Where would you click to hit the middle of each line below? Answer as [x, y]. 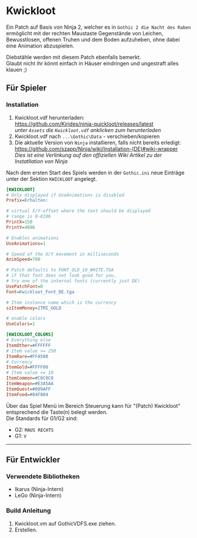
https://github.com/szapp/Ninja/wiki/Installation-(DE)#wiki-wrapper [96, 148]
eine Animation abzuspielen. [40, 46]
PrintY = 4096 [21, 227]
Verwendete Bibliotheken [43, 476]
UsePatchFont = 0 [25, 286]
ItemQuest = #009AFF [28, 389]
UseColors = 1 [21, 324]
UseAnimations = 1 [26, 243]
